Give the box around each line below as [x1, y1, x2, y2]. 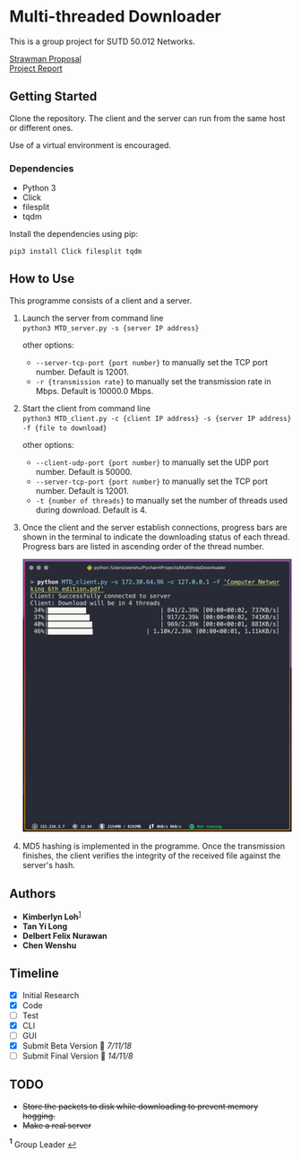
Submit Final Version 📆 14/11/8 [21, 1050, 133, 1061]
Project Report [9, 63, 63, 74]
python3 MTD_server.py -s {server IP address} [21, 323, 200, 333]
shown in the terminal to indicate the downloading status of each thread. [21, 531, 290, 542]
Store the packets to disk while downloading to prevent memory [21, 1101, 259, 1111]
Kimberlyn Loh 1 [21, 909, 82, 922]
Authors [9, 886, 56, 901]
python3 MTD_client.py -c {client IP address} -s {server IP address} [21, 414, 292, 423]
